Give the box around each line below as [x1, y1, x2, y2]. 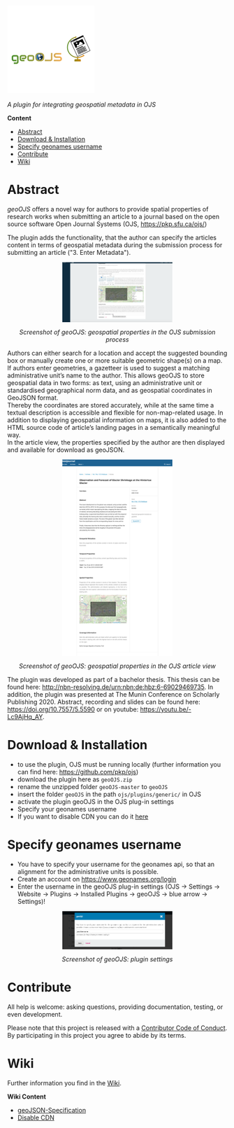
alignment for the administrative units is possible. [17, 867, 159, 876]
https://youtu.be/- [140, 705, 192, 713]
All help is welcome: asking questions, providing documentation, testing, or [7, 1003, 224, 1011]
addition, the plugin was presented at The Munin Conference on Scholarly [7, 690, 220, 699]
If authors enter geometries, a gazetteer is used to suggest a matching [7, 363, 210, 372]
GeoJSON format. [7, 394, 59, 402]
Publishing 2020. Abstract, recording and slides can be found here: [7, 698, 200, 706]
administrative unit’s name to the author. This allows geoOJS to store [7, 371, 205, 380]
